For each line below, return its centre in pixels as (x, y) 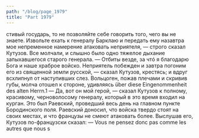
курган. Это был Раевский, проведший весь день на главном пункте (93, 103)
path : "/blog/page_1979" (37, 12)
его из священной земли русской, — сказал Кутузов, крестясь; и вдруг (97, 72)
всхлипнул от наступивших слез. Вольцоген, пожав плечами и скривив (97, 78)
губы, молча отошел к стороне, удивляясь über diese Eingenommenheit (97, 84)
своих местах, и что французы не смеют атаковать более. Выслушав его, (99, 115)
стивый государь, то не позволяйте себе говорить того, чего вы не (91, 34)
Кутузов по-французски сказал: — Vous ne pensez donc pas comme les (96, 122)
